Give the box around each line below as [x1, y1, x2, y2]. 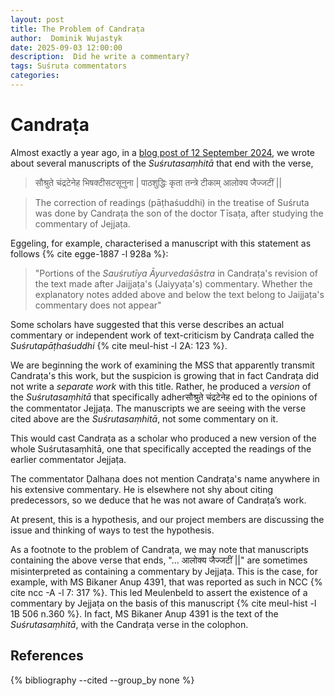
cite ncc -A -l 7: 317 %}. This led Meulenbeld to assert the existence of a [10, 586, 308, 598]
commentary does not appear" [34, 299, 162, 311]
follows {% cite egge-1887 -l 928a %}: [10, 247, 169, 260]
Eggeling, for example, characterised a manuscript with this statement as [10, 237, 312, 249]
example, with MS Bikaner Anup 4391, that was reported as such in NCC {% [10, 576, 323, 588]
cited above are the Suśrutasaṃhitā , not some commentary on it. [10, 412, 279, 425]
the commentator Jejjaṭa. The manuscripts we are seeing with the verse [10, 402, 307, 414]
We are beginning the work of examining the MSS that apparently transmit [10, 359, 315, 371]
